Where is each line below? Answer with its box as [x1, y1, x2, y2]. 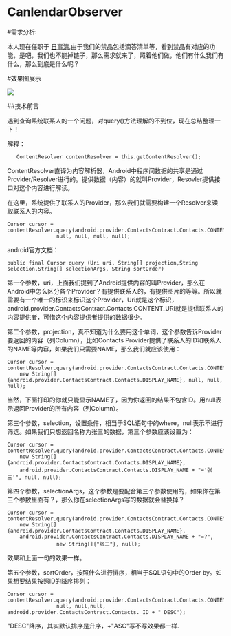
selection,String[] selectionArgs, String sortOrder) [7, 265, 165, 272]
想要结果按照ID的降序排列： [12, 577, 91, 585]
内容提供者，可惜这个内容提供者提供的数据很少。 [7, 313, 146, 321]
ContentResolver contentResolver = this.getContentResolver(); [16, 153, 201, 161]
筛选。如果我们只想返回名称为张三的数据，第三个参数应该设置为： [7, 427, 194, 435]
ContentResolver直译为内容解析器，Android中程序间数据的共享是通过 [7, 166, 203, 174]
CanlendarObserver [7, 4, 124, 20]
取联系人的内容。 [7, 207, 56, 215]
